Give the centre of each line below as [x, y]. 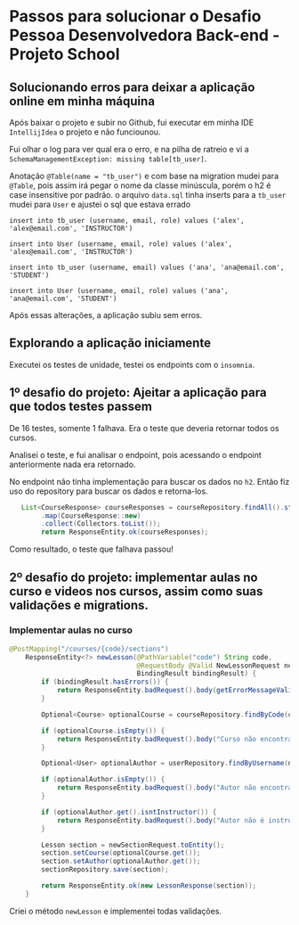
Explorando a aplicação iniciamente [110, 344]
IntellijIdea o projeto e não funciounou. [85, 132]
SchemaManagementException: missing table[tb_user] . [108, 159]
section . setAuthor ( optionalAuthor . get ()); [121, 862]
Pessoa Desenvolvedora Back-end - [145, 35]
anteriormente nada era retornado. [73, 464]
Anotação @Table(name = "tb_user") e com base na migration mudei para [144, 176]
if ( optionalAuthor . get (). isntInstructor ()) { [129, 812]
